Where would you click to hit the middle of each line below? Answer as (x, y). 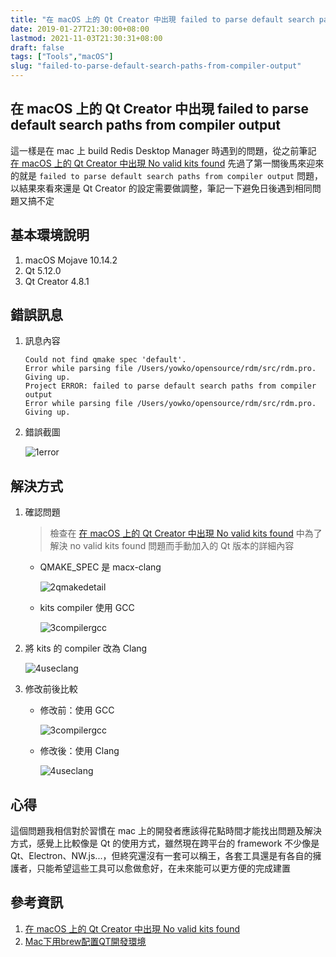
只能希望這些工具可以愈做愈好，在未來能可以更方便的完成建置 (163, 868)
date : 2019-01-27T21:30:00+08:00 (80, 29)
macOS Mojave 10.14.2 (71, 260)
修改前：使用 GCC (77, 710)
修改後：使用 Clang (79, 751)
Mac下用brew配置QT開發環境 (85, 941)
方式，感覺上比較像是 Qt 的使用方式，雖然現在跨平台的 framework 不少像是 (165, 843)
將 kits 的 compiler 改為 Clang (86, 648)
